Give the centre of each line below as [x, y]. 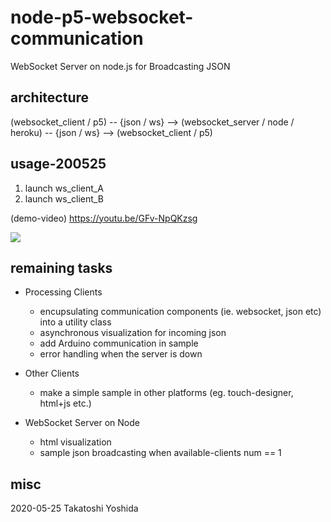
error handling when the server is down [121, 354]
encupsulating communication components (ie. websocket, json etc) [180, 312]
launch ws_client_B [64, 198]
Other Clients [52, 373]
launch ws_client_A [64, 188]
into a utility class [75, 322]
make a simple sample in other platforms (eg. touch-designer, [166, 393]
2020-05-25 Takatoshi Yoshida [74, 508]
